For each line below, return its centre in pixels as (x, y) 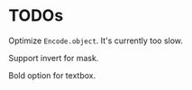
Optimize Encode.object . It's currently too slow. (96, 40)
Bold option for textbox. (52, 75)
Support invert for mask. (54, 58)
